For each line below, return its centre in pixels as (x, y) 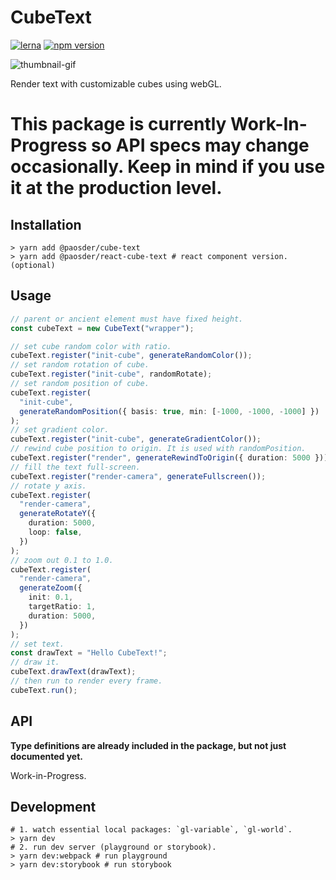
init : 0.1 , (51, 597)
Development (53, 806)
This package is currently (118, 124)
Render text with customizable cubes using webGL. (116, 83)
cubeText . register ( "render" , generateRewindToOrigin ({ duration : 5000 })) (169, 458)
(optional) (33, 265)
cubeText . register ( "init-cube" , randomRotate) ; (111, 374)
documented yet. (46, 756)
